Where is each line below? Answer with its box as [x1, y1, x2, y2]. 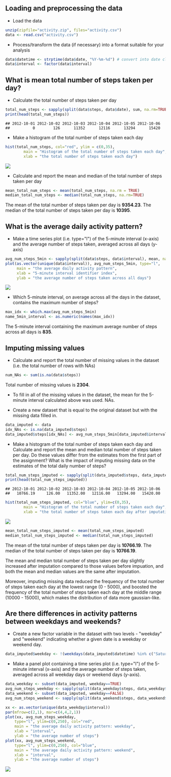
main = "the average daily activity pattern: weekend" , [14, 747, 136, 752]
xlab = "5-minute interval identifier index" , [16, 271, 117, 276]
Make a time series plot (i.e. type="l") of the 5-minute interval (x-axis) [12, 236, 159, 242]
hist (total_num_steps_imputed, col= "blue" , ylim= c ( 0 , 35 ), [5, 500, 131, 505]
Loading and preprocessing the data [5, 4, 123, 13]
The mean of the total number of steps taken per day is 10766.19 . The [5, 542, 152, 548]
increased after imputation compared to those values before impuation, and [5, 563, 164, 569]
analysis [12, 47, 31, 53]
